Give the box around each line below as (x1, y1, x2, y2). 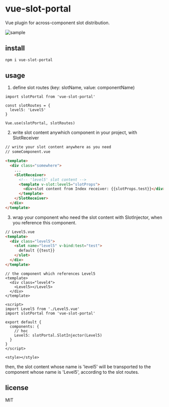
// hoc (14, 328, 28, 334)
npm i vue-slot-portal (5, 57, 53, 62)
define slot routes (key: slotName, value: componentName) (12, 85, 135, 91)
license (5, 383, 29, 392)
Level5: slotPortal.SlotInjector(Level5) (14, 333, 102, 338)
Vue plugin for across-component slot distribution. (5, 20, 110, 26)
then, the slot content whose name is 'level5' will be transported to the (5, 363, 151, 370)
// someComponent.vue (5, 149, 51, 154)
